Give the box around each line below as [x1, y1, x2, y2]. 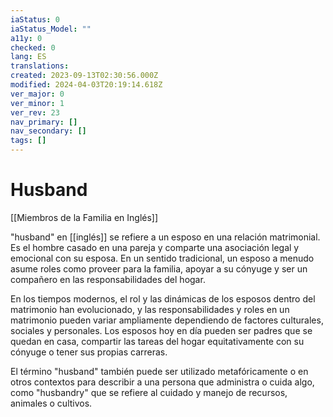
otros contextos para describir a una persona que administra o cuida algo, [10, 376, 315, 388]
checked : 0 [10, 42, 56, 53]
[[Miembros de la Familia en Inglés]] [10, 211, 159, 223]
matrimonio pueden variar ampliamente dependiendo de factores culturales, [10, 314, 324, 326]
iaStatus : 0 [10, 14, 60, 25]
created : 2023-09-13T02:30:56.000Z [10, 71, 159, 81]
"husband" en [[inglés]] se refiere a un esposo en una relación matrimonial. [10, 231, 321, 243]
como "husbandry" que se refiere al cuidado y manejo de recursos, [10, 386, 288, 398]
